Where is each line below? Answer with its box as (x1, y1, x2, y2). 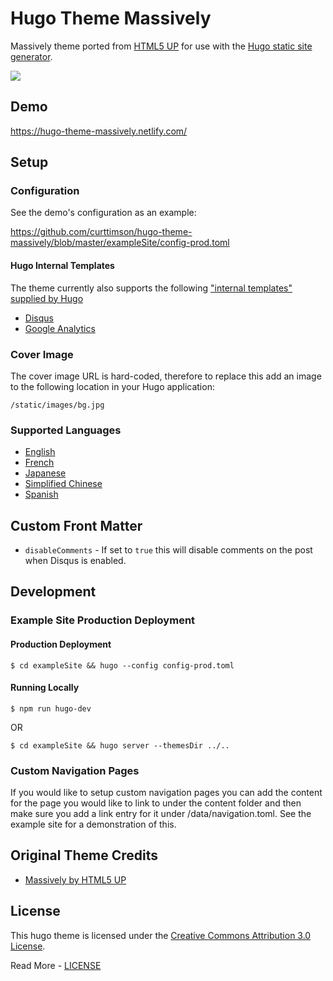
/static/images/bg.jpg (10, 400, 105, 410)
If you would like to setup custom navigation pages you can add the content (10, 787, 323, 799)
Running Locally (10, 682, 80, 694)
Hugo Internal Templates (10, 260, 115, 272)
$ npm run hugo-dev (10, 703, 92, 714)
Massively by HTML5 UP (24, 873, 127, 886)
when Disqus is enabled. (24, 555, 127, 567)
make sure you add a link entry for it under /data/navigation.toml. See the (10, 808, 312, 820)
